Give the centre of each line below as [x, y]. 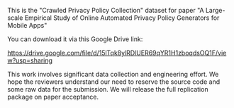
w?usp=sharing [30, 60]
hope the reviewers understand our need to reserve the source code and [114, 82]
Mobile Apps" [27, 25]
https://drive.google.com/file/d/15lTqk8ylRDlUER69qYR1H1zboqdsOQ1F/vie [117, 53]
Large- [215, 10]
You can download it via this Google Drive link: [75, 39]
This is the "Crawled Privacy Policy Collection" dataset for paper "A [106, 10]
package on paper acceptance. [53, 97]
